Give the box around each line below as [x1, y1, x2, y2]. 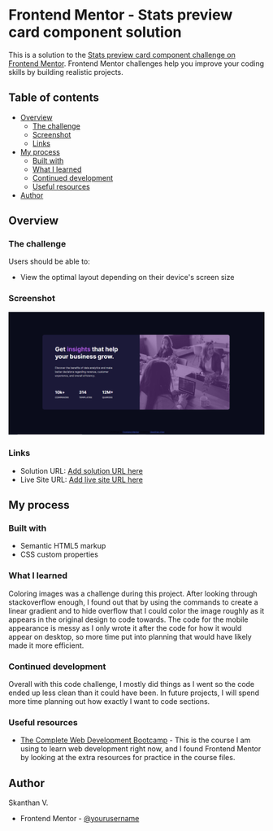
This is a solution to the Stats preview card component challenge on [8, 50, 236, 59]
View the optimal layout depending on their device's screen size [19, 273, 235, 282]
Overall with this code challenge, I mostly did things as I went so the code [8, 679, 255, 689]
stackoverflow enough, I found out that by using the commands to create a [8, 597, 258, 607]
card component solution [8, 23, 182, 42]
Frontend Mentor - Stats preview [8, 6, 233, 24]
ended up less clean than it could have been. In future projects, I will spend [8, 688, 260, 698]
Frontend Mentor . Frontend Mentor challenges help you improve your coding [8, 59, 265, 68]
